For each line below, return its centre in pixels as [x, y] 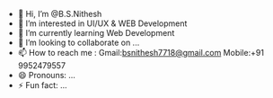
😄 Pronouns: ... [47, 75]
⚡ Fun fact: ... [42, 85]
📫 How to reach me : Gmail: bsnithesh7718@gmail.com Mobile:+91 [141, 53]
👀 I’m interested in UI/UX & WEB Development [102, 23]
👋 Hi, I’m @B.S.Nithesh [60, 14]
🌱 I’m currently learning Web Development [96, 33]
